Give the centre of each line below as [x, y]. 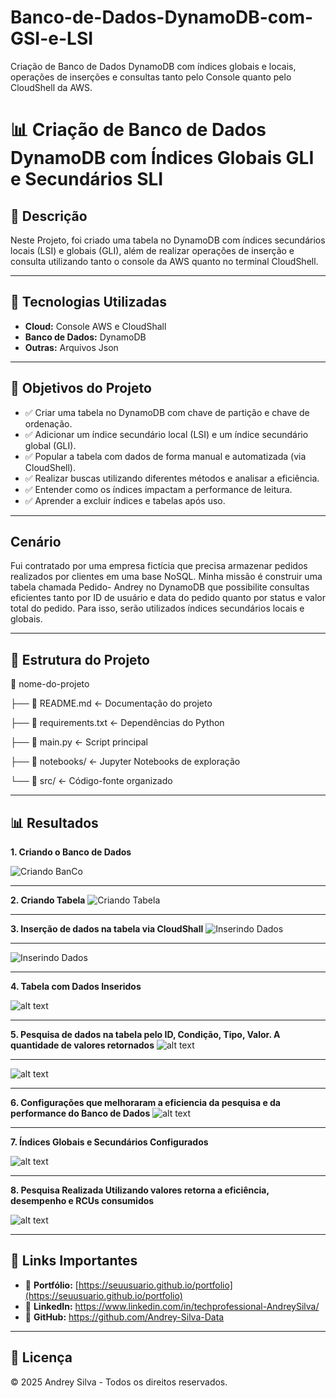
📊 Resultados [54, 822]
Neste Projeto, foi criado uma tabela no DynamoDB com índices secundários [168, 240]
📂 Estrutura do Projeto [80, 659]
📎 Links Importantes [74, 1261]
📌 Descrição [49, 216]
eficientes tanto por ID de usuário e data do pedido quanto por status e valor [168, 598]
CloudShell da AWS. [51, 87]
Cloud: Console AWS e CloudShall [95, 326]
